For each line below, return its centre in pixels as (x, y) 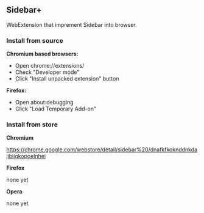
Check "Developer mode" (47, 72)
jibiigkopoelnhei (26, 156)
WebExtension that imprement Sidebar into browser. (72, 24)
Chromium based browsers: (42, 54)
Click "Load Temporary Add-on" (55, 109)
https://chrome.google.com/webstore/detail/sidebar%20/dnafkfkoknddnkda (102, 150)
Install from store (32, 125)
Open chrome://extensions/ (50, 66)
